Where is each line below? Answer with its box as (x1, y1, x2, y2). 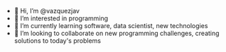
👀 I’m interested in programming (14, 14, 109, 22)
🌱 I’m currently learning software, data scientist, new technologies (14, 22, 208, 30)
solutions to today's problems (14, 37, 102, 45)
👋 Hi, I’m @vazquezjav (14, 7, 80, 15)
